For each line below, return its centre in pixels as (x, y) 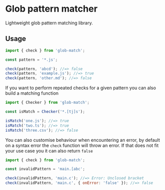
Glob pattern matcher (52, 9)
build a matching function (32, 93)
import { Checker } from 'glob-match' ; (47, 103)
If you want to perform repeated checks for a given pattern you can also (81, 88)
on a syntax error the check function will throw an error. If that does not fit (82, 145)
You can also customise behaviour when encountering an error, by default (82, 140)
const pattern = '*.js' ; (31, 60)
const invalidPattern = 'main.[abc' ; (45, 169)
